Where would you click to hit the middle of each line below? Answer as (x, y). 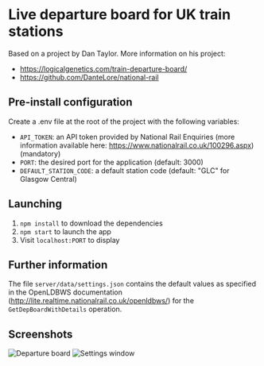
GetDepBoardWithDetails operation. (65, 309)
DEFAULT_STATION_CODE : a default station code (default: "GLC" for (124, 170)
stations (36, 31)
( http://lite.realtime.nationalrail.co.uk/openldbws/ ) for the (101, 301)
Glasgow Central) (48, 179)
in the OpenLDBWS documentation (66, 292)
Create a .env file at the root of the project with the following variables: (124, 121)
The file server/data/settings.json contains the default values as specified (132, 284)
